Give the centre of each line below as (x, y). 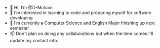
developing (21, 18)
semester (20, 28)
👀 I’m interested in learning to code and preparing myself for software (80, 13)
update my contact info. (34, 40)
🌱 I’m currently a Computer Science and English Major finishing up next (82, 23)
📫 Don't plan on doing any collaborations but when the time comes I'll (81, 33)
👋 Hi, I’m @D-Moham (31, 8)
